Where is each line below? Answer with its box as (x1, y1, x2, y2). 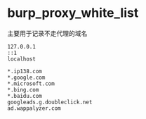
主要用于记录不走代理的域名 (7, 29, 88, 37)
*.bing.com (7, 86, 39, 93)
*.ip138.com (7, 68, 42, 75)
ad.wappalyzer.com (7, 104, 61, 112)
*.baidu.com (7, 92, 42, 99)
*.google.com (7, 74, 46, 81)
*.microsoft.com (7, 80, 55, 87)
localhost (7, 55, 36, 63)
